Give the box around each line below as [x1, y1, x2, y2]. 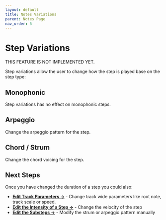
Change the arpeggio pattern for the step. [5, 129, 91, 135]
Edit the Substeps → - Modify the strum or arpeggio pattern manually [12, 210, 156, 216]
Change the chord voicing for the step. [5, 156, 84, 162]
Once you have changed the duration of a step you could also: [5, 184, 133, 190]
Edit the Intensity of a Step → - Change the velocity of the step [12, 204, 143, 210]
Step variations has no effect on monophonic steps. [5, 101, 111, 107]
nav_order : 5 [5, 21, 32, 26]
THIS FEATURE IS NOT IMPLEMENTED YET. [5, 59, 95, 65]
